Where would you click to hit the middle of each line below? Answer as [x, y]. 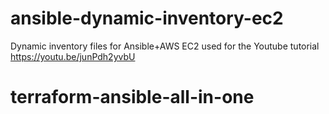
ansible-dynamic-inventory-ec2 [147, 18]
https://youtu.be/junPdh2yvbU [73, 56]
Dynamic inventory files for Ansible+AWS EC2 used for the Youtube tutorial [165, 46]
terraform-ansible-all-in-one [132, 97]
